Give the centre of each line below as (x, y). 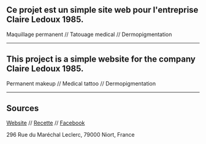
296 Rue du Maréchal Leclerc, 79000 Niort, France (71, 135)
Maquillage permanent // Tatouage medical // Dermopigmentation (89, 34)
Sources (23, 108)
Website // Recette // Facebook (46, 123)
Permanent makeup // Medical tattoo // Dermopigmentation (81, 83)
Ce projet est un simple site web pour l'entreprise (102, 10)
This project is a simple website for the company (101, 59)
